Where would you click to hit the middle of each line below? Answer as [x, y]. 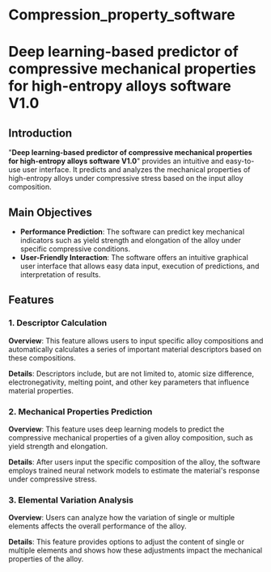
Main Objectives [51, 212]
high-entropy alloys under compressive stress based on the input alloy [126, 179]
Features [31, 300]
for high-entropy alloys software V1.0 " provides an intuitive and [116, 161]
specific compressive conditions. [75, 249]
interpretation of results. [60, 275]
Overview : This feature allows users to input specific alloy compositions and [136, 340]
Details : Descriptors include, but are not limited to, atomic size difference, [131, 373]
